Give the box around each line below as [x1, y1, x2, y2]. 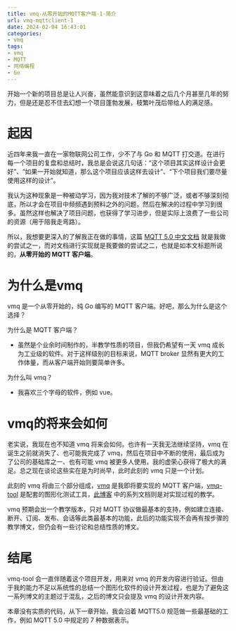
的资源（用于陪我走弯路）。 [7, 217, 84, 226]
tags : [7, 43, 23, 50]
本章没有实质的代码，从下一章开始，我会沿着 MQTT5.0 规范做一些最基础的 [7, 607, 223, 616]
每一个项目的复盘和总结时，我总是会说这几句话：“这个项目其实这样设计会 [7, 159, 220, 167]
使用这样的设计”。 [7, 177, 60, 185]
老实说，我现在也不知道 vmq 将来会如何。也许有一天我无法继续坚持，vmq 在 [7, 440, 229, 449]
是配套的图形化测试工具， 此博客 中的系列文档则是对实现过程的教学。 [20, 490, 219, 499]
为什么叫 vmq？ [7, 374, 53, 382]
